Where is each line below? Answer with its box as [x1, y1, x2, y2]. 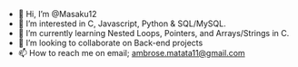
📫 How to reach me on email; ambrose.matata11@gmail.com [17, 48, 245, 58]
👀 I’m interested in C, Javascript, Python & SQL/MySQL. [17, 18, 226, 29]
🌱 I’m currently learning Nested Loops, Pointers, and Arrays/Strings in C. [17, 28, 290, 38]
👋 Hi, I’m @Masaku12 [17, 9, 97, 19]
